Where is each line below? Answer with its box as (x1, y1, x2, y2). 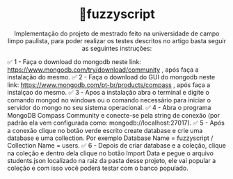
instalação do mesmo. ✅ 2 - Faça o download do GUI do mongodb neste (7, 72, 216, 81)
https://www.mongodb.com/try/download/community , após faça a (7, 65, 199, 74)
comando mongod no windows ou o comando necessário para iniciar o (7, 95, 211, 104)
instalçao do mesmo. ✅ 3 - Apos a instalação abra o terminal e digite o (7, 88, 210, 96)
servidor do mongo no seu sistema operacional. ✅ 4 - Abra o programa (7, 103, 211, 111)
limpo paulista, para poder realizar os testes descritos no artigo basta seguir (8, 36, 226, 45)
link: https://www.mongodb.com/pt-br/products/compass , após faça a (7, 80, 211, 89)
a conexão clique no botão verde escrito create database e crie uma (7, 126, 203, 134)
